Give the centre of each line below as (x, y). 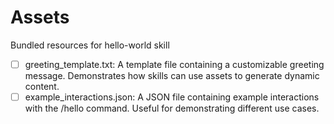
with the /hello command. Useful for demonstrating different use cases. (172, 108)
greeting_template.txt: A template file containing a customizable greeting (174, 64)
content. (42, 86)
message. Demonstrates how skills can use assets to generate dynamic (172, 75)
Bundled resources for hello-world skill (90, 45)
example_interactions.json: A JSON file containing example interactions (172, 97)
